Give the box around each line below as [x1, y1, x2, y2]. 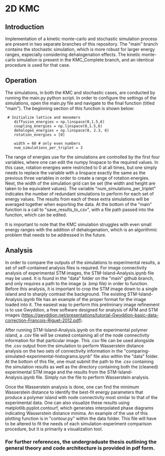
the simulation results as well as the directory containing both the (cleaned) [5, 363, 159, 369]
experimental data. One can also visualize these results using [5, 400, 130, 405]
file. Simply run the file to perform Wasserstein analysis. [36, 374, 150, 380]
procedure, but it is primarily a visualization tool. [5, 426, 103, 432]
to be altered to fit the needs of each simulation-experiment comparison [5, 420, 152, 426]
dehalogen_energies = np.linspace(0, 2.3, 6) [14, 128, 110, 133]
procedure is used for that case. [5, 62, 71, 68]
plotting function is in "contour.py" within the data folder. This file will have [5, 415, 157, 421]
